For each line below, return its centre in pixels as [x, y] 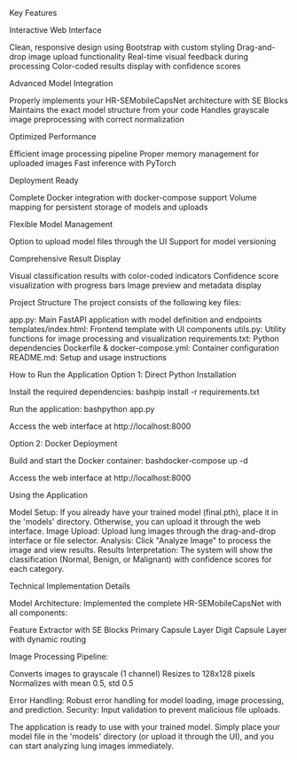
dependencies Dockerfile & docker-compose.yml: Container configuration [144, 348]
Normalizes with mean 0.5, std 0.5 [71, 683]
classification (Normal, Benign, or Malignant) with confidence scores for [141, 559]
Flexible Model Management [61, 224]
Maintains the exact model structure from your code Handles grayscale [139, 110]
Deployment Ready [44, 180]
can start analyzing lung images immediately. [92, 746]
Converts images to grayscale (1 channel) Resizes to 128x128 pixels [132, 673]
